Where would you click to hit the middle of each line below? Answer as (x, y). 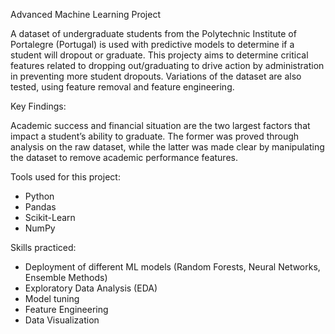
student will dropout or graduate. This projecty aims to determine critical (159, 55)
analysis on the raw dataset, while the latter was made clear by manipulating (167, 147)
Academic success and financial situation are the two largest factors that (160, 125)
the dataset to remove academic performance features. (124, 157)
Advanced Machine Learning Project (85, 14)
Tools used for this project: (65, 177)
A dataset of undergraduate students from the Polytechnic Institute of (153, 33)
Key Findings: (38, 106)
